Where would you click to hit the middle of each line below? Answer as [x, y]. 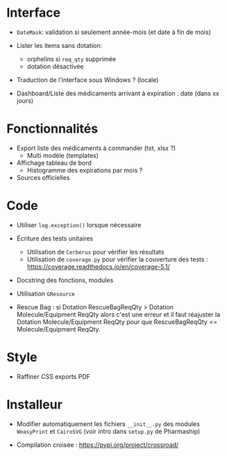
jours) [25, 100]
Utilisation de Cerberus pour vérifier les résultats [95, 252]
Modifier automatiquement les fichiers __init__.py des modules [108, 424]
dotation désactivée [55, 66]
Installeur [35, 404]
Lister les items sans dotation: [59, 45]
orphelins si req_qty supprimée [71, 59]
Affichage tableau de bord [54, 163]
